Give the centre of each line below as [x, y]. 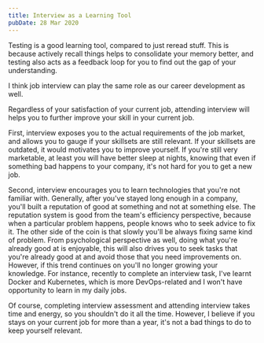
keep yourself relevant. [45, 330]
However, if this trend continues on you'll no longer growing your [113, 265]
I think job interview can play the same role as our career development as [127, 85]
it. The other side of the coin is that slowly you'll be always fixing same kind [130, 231]
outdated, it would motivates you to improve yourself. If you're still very [123, 149]
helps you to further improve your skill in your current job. [101, 117]
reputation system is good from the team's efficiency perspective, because [130, 215]
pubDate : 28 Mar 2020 [44, 23]
